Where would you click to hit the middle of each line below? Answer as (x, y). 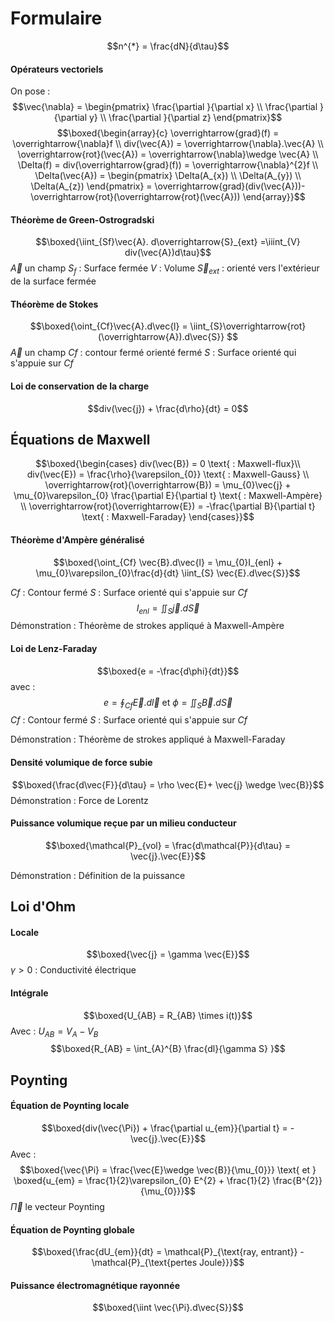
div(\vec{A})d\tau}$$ (168, 253)
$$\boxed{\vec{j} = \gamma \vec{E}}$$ (168, 954)
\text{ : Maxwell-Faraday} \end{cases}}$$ (168, 517)
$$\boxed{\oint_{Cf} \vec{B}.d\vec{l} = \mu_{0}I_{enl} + (168, 562)
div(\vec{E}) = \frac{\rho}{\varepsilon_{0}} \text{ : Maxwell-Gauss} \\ (168, 474)
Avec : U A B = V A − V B (54, 1032)
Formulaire (56, 18)
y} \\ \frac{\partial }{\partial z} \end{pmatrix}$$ (185, 118)
